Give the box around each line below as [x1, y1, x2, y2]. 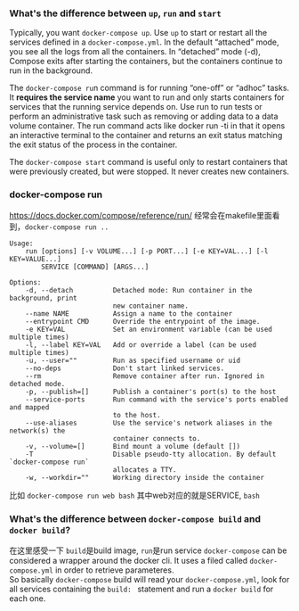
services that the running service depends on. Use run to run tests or [9, 102, 263, 112]
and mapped [9, 402, 50, 412]
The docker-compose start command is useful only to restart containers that [9, 157, 288, 168]
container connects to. [112, 433, 201, 443]
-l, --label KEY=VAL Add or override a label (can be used [25, 340, 256, 350]
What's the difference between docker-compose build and [9, 512, 261, 524]
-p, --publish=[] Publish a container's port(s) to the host [25, 387, 277, 396]
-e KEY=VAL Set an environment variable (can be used [25, 325, 273, 334]
